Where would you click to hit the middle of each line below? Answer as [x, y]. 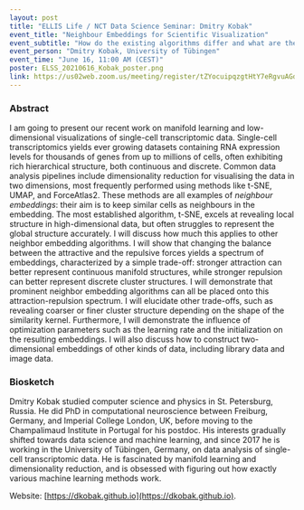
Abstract [29, 108]
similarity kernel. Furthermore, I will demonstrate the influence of [130, 320]
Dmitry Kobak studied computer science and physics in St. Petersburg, [141, 401]
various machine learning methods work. [85, 478]
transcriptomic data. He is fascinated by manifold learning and [140, 459]
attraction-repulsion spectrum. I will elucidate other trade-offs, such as [141, 301]
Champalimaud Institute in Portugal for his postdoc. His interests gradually [148, 430]
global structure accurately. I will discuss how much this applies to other [144, 234]
